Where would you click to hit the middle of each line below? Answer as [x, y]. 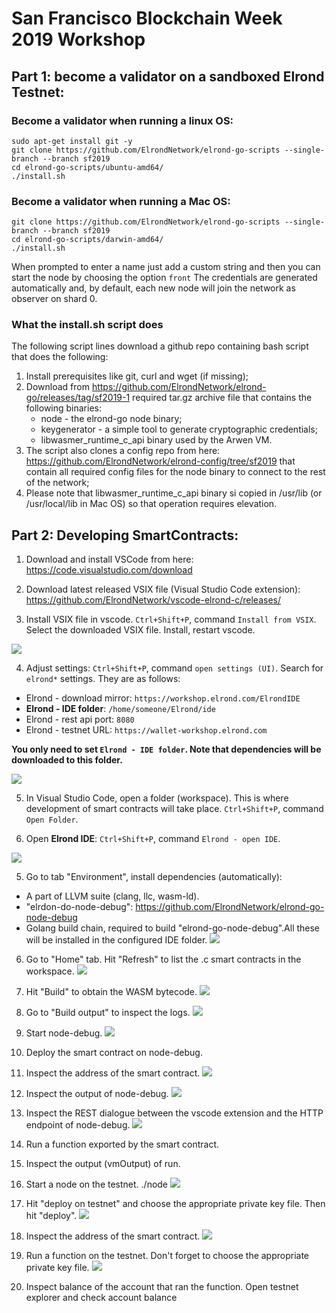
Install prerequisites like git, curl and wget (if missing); [137, 376]
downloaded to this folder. [67, 760]
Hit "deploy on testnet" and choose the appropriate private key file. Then [175, 1204]
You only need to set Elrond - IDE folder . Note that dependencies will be [166, 749]
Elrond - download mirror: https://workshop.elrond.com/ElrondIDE [163, 698]
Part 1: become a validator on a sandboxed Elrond [168, 76]
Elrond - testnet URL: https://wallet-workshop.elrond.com [146, 730]
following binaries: [64, 408]
